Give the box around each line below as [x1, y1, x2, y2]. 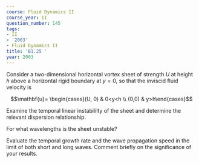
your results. [6, 150, 38, 157]
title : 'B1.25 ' [6, 48, 47, 55]
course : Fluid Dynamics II [6, 8, 74, 15]
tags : [6, 25, 20, 32]
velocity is [6, 83, 32, 91]
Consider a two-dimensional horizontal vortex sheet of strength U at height [6, 70, 194, 78]
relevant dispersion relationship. [6, 113, 86, 121]
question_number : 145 [6, 20, 61, 26]
